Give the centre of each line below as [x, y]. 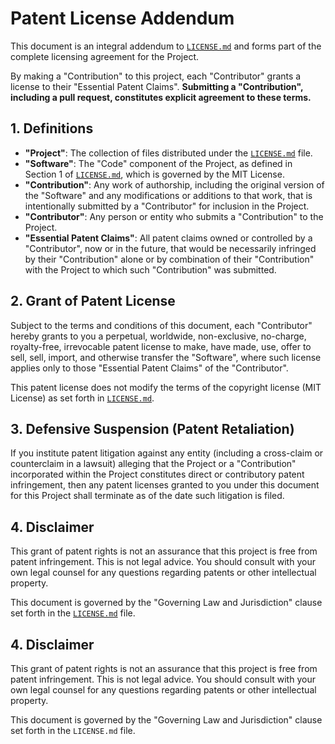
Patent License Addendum [122, 18]
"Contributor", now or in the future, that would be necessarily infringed [170, 248]
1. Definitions [52, 128]
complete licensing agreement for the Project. [105, 56]
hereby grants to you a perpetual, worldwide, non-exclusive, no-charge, [158, 336]
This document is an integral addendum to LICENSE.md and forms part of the [166, 46]
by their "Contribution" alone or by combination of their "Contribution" [169, 259]
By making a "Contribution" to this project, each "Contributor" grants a [156, 76]
